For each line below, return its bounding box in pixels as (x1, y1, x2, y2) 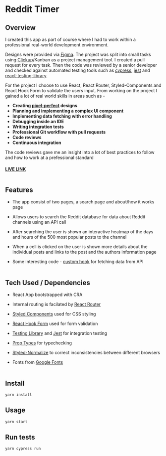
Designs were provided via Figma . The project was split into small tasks (5, 51, 151, 57)
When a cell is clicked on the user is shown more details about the (12, 244, 148, 250)
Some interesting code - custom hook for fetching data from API (12, 259, 144, 265)
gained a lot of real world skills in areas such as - (5, 93, 105, 99)
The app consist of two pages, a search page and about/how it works (12, 199, 155, 205)
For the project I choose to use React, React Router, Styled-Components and (5, 82, 162, 88)
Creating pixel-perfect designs (12, 103, 78, 108)
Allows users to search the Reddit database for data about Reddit (12, 214, 146, 220)
